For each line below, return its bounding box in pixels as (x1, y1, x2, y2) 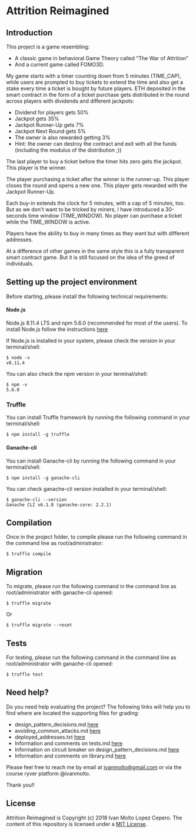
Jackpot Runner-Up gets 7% (14, 122, 84, 128)
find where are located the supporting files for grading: (6, 709, 139, 716)
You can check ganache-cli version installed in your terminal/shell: (6, 485, 167, 492)
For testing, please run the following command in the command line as (6, 654, 177, 661)
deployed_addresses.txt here (14, 733, 85, 740)
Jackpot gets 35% (14, 115, 60, 122)
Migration (6, 567, 43, 577)
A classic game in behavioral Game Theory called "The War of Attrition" (14, 55, 189, 61)
